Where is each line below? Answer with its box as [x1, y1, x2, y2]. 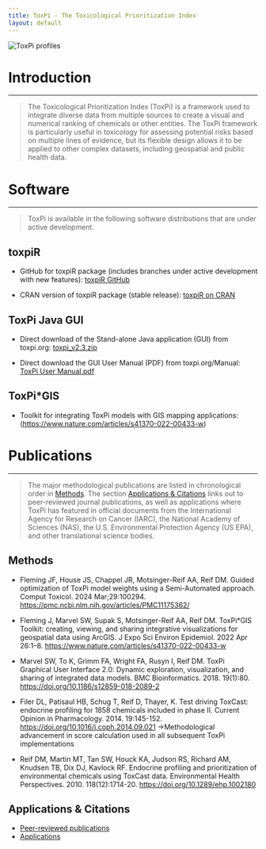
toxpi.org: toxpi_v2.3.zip [19, 342, 97, 352]
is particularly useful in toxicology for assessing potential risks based [27, 128, 253, 137]
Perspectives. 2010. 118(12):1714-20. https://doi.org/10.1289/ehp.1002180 [19, 779, 256, 789]
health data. [27, 152, 67, 163]
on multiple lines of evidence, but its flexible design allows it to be [27, 136, 243, 145]
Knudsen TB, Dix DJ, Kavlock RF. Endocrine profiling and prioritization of [19, 763, 257, 772]
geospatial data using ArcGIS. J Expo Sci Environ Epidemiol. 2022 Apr [19, 632, 248, 642]
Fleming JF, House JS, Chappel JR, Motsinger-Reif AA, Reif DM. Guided [19, 575, 255, 584]
